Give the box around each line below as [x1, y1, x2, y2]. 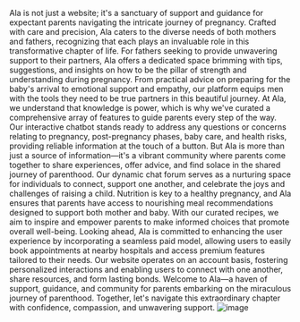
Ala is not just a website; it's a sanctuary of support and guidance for [9, 8, 264, 18]
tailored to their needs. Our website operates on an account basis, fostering [9, 255, 288, 265]
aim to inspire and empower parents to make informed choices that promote [9, 216, 290, 227]
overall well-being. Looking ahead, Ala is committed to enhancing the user [9, 226, 284, 236]
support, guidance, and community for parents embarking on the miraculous [9, 284, 292, 293]
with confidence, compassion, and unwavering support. [9, 302, 216, 312]
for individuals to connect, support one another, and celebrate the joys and [9, 179, 285, 189]
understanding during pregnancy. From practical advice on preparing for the [9, 74, 291, 84]
